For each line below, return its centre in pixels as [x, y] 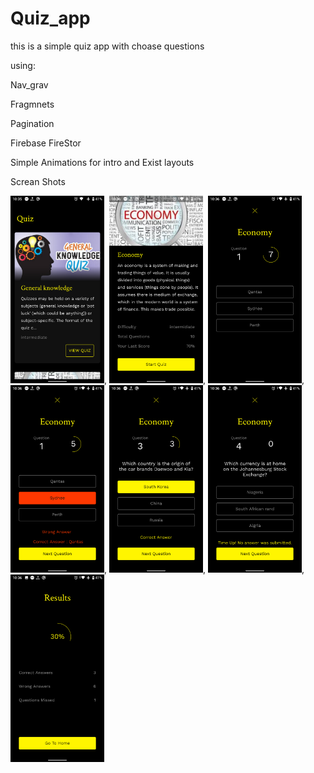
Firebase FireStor [46, 143]
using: [23, 65]
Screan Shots [38, 181]
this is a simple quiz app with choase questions [107, 46]
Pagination [32, 123]
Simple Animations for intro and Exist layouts [102, 162]
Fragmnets [32, 104]
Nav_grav [29, 84]
